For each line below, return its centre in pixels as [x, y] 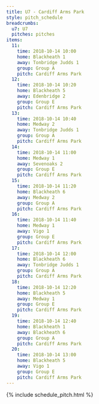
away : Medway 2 [36, 197]
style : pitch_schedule [34, 18]
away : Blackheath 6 [41, 332]
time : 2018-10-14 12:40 [47, 321]
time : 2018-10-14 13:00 [47, 355]
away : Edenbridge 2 [41, 96]
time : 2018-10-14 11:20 [47, 186]
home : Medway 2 [36, 125]
